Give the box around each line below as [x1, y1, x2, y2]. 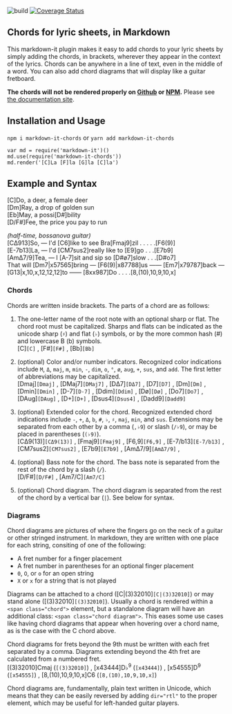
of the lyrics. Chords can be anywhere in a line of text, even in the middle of [7, 59, 223, 68]
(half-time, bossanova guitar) [7, 232, 91, 240]
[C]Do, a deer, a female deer [7, 196, 88, 204]
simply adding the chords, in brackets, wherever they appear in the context [7, 52, 221, 60]
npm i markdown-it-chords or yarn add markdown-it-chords [7, 134, 175, 142]
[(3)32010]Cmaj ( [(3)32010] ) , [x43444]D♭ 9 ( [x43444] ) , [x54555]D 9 [7, 662, 202, 671]
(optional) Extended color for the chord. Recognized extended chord [17, 408, 213, 416]
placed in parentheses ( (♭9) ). [17, 430, 101, 438]
